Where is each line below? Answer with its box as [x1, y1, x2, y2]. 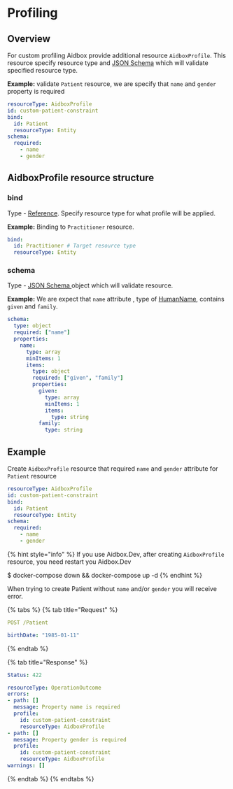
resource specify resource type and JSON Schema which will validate [7, 59, 209, 67]
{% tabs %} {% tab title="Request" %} [7, 605, 118, 613]
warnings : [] [7, 762, 45, 769]
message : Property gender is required [13, 736, 127, 743]
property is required [7, 87, 65, 95]
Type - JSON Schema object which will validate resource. [7, 281, 174, 290]
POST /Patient [7, 619, 49, 626]
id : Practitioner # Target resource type [13, 243, 136, 250]
